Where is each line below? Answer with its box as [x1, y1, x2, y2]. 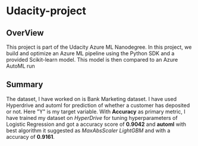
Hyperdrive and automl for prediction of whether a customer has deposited [6, 101, 190, 109]
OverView [6, 28, 44, 38]
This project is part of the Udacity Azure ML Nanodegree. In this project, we [6, 43, 192, 50]
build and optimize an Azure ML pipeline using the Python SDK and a [6, 50, 175, 57]
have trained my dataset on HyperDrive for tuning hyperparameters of [6, 114, 178, 121]
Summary [6, 80, 43, 90]
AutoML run [6, 62, 36, 69]
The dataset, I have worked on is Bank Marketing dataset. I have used [6, 95, 177, 102]
